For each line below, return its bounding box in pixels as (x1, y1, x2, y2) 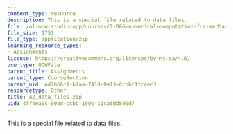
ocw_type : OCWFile (7, 61, 60, 68)
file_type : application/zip (7, 36, 89, 43)
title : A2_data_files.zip (7, 94, 82, 101)
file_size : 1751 (7, 29, 54, 37)
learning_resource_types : (7, 42, 82, 49)
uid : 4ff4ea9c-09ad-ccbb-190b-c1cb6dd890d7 (7, 100, 135, 107)
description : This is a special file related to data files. (7, 17, 188, 23)
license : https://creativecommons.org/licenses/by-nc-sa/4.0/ (7, 55, 191, 62)
